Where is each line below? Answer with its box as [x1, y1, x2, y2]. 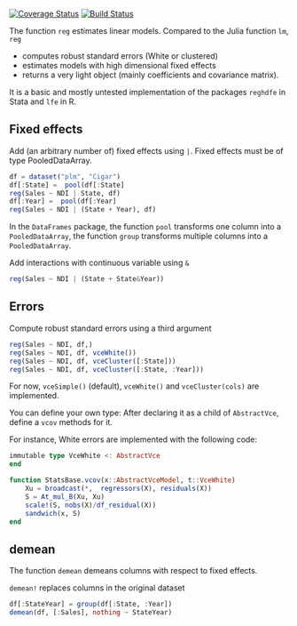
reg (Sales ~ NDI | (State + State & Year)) [9, 275, 165, 284]
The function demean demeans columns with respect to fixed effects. [9, 566, 258, 576]
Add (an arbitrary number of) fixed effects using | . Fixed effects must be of [9, 145, 284, 156]
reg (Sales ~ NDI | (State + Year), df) [9, 205, 157, 214]
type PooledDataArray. [9, 155, 93, 165]
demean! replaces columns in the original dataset [9, 582, 185, 593]
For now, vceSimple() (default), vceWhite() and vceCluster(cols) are [9, 381, 260, 391]
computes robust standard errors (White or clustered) [21, 51, 219, 61]
